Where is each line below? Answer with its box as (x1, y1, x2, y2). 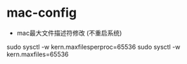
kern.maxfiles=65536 (6, 50, 69, 58)
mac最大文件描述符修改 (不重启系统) (16, 29, 122, 37)
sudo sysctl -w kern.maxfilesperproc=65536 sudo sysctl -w (6, 42, 181, 51)
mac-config (6, 5, 77, 21)
